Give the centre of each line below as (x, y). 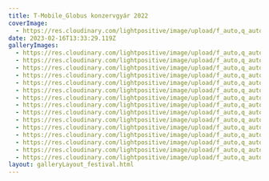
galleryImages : (34, 46)
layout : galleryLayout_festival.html (71, 165)
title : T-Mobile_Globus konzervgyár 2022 (78, 16)
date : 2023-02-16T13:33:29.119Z (62, 38)
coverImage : (28, 23)
